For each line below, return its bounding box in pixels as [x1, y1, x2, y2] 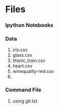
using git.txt [12, 98, 38, 104]
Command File [5, 86, 42, 93]
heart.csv [12, 63, 33, 69]
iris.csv [12, 47, 28, 53]
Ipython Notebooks [5, 22, 54, 29]
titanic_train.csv [12, 57, 45, 64]
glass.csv [12, 52, 33, 58]
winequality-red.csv [12, 68, 54, 75]
